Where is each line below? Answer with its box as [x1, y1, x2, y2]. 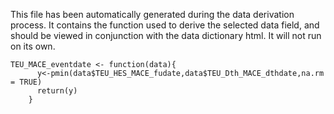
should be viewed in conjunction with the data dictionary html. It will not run [10, 30, 322, 41]
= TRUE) [10, 77, 43, 87]
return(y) [36, 86, 78, 96]
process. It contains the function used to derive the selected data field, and [10, 19, 320, 31]
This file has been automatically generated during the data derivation [10, 9, 295, 20]
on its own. [10, 40, 56, 52]
